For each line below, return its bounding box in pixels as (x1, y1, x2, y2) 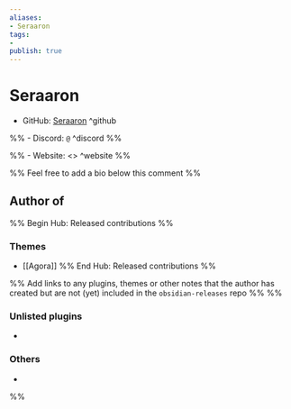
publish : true (9, 47, 63, 56)
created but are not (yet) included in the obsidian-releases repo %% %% (9, 287, 283, 298)
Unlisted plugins (9, 310, 83, 323)
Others (9, 353, 41, 366)
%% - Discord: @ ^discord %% (9, 132, 123, 144)
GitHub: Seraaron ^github (22, 115, 117, 126)
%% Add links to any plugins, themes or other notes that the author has (9, 278, 275, 289)
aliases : (9, 13, 42, 23)
